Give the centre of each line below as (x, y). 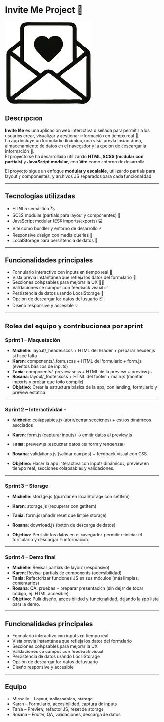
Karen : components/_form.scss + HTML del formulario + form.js (77, 361)
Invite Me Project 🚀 (44, 10)
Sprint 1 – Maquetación (33, 340)
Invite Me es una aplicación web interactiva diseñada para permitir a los (78, 130)
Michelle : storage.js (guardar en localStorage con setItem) (71, 496)
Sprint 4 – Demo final (30, 557)
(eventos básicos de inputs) (40, 366)
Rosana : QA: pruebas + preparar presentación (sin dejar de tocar (78, 588)
